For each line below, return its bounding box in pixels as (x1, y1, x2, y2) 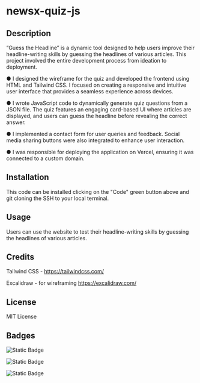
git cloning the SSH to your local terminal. (6, 195, 109, 202)
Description (6, 28, 51, 39)
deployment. (6, 63, 37, 70)
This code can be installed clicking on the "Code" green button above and (6, 188, 189, 195)
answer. (6, 119, 26, 126)
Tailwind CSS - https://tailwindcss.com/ (6, 268, 104, 275)
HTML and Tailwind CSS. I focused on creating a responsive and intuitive (6, 81, 187, 89)
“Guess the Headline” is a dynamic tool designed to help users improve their (6, 44, 195, 51)
